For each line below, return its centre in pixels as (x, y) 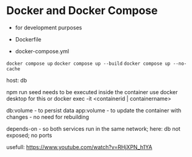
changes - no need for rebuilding (48, 117)
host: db (17, 80)
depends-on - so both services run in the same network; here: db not (94, 128)
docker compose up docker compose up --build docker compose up (88, 64)
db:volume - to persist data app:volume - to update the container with (94, 110)
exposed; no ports (29, 135)
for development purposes (48, 27)
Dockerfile (28, 39)
